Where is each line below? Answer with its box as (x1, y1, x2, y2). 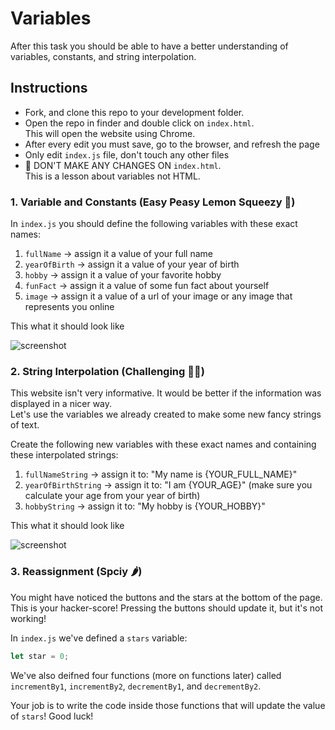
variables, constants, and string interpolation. (10, 50, 197, 62)
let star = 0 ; (10, 651, 70, 661)
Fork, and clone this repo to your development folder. (24, 106, 245, 118)
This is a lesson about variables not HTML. (24, 170, 201, 182)
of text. (10, 419, 40, 431)
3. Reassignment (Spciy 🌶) (10, 565, 143, 579)
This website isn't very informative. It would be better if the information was (10, 387, 322, 399)
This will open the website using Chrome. (24, 127, 196, 139)
